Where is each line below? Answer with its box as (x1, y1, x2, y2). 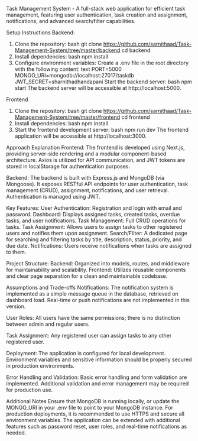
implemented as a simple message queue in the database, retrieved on (6, 290, 178, 297)
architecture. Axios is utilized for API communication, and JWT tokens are (6, 157, 186, 163)
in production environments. (6, 362, 75, 369)
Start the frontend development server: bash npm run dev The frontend (14, 127, 189, 133)
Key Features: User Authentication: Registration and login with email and (6, 205, 182, 212)
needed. (6, 429, 27, 436)
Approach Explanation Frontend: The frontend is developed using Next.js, (6, 144, 185, 151)
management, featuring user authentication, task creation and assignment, (6, 11, 188, 18)
